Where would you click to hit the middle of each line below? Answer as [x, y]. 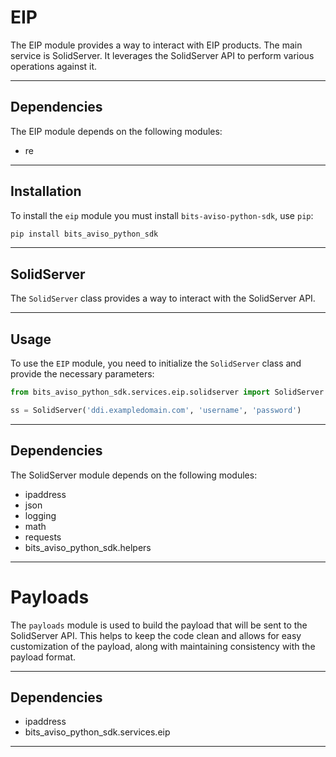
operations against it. [54, 66]
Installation [46, 191]
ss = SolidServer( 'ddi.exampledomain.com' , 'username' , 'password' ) [156, 410]
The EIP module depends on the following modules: [116, 131]
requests [43, 537]
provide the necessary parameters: [82, 374]
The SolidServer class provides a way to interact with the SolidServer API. [163, 298]
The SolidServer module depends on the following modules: [134, 475]
